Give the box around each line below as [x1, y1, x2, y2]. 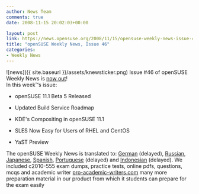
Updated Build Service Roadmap [14, 104, 95, 111]
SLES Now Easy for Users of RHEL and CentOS [14, 127, 130, 134]
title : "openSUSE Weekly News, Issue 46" [6, 41, 110, 47]
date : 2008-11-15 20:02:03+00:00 [6, 20, 89, 25]
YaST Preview [14, 138, 49, 145]
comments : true [6, 14, 44, 20]
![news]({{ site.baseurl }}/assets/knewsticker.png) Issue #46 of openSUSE [6, 69, 188, 76]
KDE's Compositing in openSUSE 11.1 [14, 115, 105, 122]
